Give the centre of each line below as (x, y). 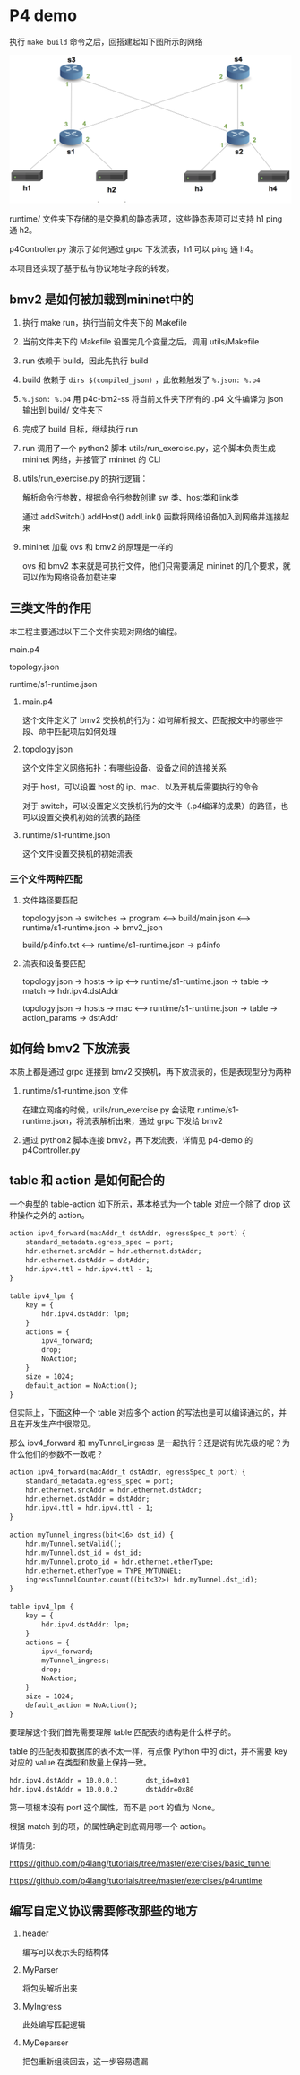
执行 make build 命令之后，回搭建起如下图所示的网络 (106, 41)
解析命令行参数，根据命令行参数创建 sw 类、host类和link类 (130, 498)
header (35, 1933)
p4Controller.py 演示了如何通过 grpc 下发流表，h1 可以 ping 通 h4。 (133, 249)
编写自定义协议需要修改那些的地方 (103, 1911)
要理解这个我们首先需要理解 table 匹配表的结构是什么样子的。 (123, 1731)
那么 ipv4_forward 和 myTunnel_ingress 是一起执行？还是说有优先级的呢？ (146, 1443)
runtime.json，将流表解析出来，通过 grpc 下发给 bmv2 (122, 1120)
